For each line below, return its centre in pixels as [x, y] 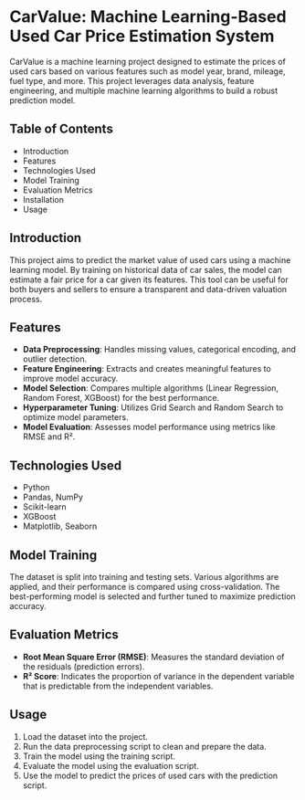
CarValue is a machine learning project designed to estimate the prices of [147, 61]
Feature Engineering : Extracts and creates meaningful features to [147, 369]
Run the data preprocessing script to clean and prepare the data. [144, 746]
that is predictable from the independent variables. [118, 686]
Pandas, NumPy [53, 497]
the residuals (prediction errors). [84, 666]
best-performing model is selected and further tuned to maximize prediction [153, 596]
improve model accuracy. [70, 379]
